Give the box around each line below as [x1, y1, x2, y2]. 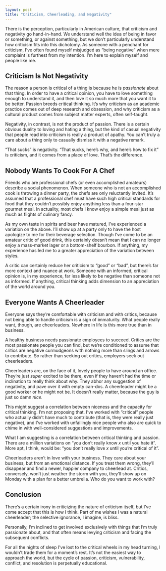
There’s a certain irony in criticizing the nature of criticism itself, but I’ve [5, 504, 151, 510]
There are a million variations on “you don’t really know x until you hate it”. [5, 439, 156, 446]
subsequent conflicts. [5, 534, 50, 541]
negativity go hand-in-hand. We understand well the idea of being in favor [5, 31, 157, 37]
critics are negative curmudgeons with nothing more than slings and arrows [5, 347, 160, 353]
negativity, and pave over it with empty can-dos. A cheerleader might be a [5, 383, 157, 389]
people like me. [5, 57, 36, 63]
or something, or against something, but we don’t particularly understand [5, 36, 155, 42]
